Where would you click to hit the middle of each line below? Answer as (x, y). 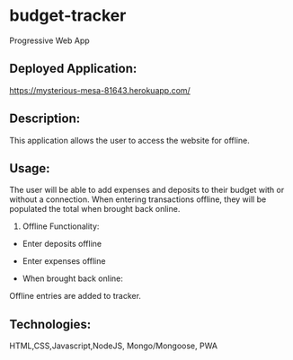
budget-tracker (68, 16)
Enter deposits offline (62, 244)
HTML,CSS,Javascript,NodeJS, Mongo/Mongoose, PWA (114, 346)
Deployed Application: (73, 69)
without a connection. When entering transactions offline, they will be (138, 199)
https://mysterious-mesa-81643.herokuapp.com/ (100, 90)
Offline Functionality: (61, 226)
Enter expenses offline (64, 261)
